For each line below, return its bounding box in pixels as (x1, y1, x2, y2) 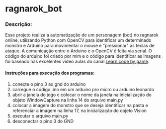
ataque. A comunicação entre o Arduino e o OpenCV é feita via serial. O (5, 48, 153, 54)
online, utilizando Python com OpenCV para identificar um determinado (5, 37, 152, 43)
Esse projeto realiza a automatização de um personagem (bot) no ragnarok (5, 32, 159, 38)
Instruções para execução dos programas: (5, 70, 95, 76)
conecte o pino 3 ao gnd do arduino (12, 81, 86, 87)
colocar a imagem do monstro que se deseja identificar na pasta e (12, 102, 148, 108)
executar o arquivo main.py (12, 113, 69, 119)
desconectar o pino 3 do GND (12, 118, 74, 124)
